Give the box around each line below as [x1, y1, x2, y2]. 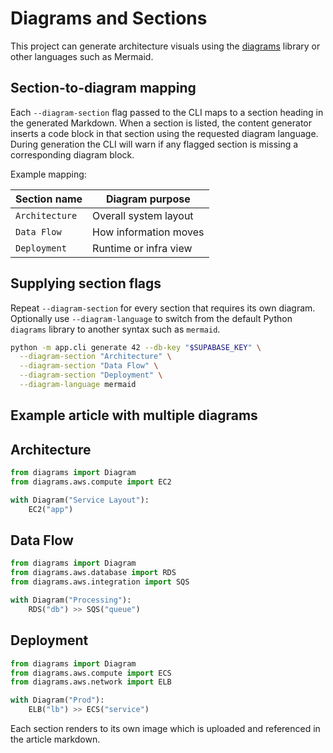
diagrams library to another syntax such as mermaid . [10, 323, 221, 335]
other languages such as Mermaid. [10, 50, 154, 62]
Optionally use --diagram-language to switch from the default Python [10, 312, 293, 324]
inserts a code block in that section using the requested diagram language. [10, 127, 319, 139]
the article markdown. [10, 733, 101, 746]
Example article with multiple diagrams [10, 407, 258, 424]
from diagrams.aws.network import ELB [10, 677, 172, 687]
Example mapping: [10, 168, 87, 180]
